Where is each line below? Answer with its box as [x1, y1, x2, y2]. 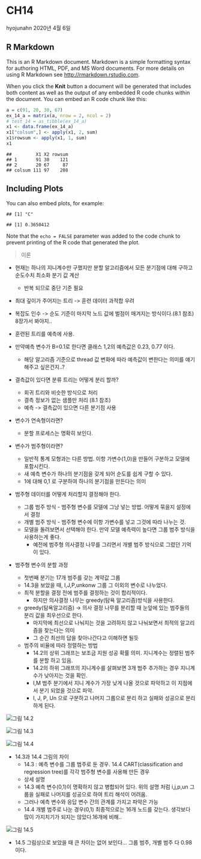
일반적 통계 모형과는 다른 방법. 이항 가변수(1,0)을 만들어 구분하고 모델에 [23, 455, 190, 462]
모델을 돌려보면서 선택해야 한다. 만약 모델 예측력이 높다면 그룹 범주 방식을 [23, 526, 196, 533]
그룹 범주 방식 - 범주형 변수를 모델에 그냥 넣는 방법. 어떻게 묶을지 [23, 503, 175, 510]
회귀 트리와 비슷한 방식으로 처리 [23, 389, 98, 396]
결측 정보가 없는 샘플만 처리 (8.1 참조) [23, 396, 111, 403]
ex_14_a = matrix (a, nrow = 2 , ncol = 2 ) [6, 113, 112, 119]
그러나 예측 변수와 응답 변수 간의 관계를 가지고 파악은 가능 [23, 798, 159, 805]
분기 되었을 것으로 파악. [39, 687, 94, 694]
